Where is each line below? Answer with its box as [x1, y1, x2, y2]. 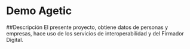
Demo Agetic [6, 4, 72, 18]
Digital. [6, 36, 24, 43]
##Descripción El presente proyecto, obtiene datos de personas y [6, 24, 168, 31]
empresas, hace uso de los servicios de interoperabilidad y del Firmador [6, 30, 184, 37]
